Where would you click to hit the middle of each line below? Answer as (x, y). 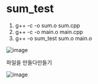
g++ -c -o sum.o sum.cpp (47, 25)
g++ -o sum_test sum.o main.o (54, 38)
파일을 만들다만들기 (29, 62)
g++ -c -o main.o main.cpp (49, 31)
